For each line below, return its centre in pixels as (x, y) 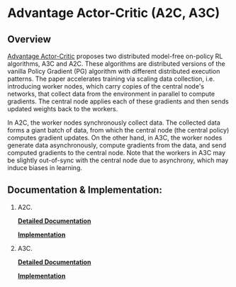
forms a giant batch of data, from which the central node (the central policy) (118, 130)
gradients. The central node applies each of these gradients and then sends (118, 101)
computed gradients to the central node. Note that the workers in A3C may (116, 153)
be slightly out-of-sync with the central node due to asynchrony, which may (118, 160)
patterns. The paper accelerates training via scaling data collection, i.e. (111, 79)
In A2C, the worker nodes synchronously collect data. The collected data (114, 123)
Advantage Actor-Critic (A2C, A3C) (114, 13)
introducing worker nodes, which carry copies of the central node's (106, 86)
